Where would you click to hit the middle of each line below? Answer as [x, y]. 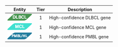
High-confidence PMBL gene [79, 36]
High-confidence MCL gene [78, 27]
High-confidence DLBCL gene [80, 18]
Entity [20, 9]
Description [80, 9]
